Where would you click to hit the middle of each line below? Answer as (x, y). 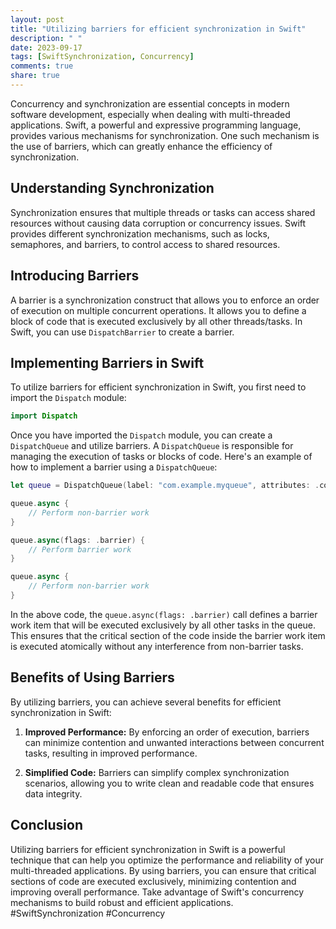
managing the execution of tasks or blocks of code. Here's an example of (161, 457)
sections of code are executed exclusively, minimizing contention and (153, 881)
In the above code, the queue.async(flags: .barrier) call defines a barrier (164, 614)
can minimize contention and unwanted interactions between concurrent (174, 742)
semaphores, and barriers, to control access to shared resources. (145, 244)
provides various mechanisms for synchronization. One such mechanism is (165, 135)
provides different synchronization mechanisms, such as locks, (140, 233)
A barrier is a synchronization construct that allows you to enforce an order (165, 300)
